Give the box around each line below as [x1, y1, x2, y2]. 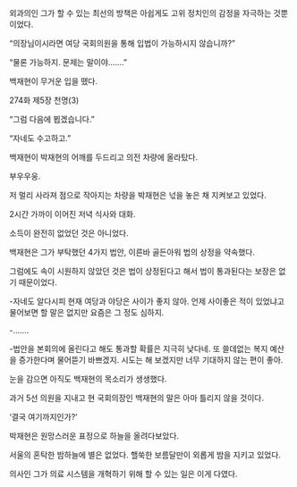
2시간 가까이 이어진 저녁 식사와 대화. [9, 209, 136, 219]
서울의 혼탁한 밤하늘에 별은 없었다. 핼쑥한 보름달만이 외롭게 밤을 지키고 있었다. [9, 449, 282, 460]
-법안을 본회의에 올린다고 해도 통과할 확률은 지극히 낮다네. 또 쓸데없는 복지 [9, 343, 268, 354]
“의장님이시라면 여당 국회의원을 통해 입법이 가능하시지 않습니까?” [9, 38, 235, 48]
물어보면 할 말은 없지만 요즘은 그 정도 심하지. [9, 307, 165, 317]
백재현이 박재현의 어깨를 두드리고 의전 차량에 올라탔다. [9, 152, 199, 163]
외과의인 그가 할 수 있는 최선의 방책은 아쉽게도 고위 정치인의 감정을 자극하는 [9, 8, 272, 18]
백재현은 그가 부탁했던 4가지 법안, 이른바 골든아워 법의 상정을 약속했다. [9, 247, 255, 257]
